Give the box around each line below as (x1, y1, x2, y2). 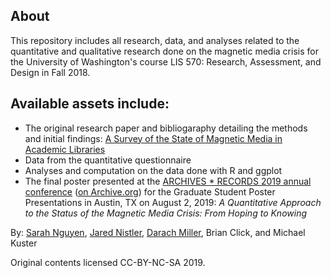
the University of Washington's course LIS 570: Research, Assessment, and (10, 55, 322, 68)
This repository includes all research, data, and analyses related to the (10, 34, 300, 46)
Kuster (10, 237, 38, 249)
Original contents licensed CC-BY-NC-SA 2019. (10, 256, 206, 268)
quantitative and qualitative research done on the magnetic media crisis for (10, 45, 319, 57)
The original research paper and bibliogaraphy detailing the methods (24, 122, 308, 134)
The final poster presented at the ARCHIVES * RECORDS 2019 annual (24, 175, 312, 187)
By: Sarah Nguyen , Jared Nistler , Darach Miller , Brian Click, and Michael (10, 226, 306, 238)
